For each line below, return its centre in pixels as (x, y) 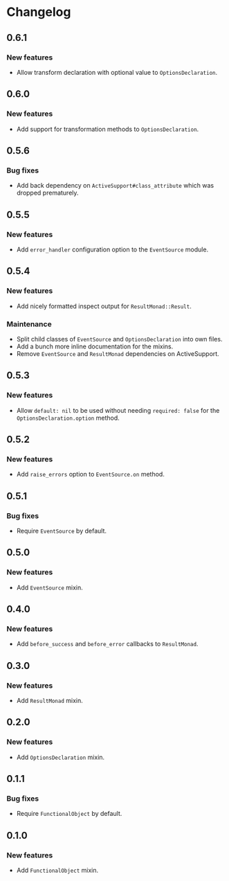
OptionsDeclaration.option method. (68, 418)
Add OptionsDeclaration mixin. (61, 757)
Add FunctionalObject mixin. (57, 871)
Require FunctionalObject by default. (69, 814)
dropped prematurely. (47, 193)
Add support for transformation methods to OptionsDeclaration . (108, 129)
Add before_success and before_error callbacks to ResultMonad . (107, 644)
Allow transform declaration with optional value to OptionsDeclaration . (117, 72)
